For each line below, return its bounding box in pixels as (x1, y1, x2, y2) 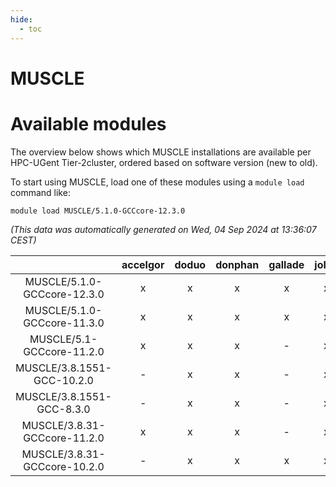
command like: (10, 186, 71, 198)
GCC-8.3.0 (36, 402, 91, 416)
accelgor (121, 257, 165, 271)
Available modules (10, 112, 167, 135)
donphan (215, 257, 260, 271)
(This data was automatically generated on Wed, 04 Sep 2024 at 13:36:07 (10, 223, 317, 235)
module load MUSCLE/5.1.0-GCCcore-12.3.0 (10, 206, 186, 216)
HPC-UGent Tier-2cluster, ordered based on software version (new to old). (10, 156, 318, 168)
